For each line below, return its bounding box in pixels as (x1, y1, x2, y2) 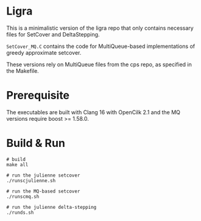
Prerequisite (6, 89, 70, 103)
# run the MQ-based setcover (6, 188, 80, 194)
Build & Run (6, 137, 66, 150)
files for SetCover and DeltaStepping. (6, 30, 100, 38)
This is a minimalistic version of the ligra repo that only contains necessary (6, 24, 194, 32)
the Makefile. (6, 67, 40, 74)
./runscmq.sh (6, 193, 40, 200)
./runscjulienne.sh (6, 177, 56, 183)
